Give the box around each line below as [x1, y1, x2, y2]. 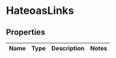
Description [51, 45, 85, 52]
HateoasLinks [6, 4, 74, 17]
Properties [6, 27, 45, 37]
